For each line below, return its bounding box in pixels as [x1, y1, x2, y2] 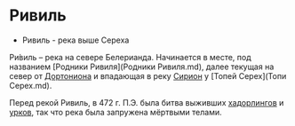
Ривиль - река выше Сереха [21, 35, 130, 45]
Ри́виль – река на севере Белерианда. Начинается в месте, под [9, 51, 251, 62]
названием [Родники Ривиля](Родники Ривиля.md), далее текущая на [9, 61, 275, 72]
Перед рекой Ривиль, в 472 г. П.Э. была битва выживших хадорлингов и [9, 97, 284, 107]
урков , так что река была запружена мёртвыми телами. [9, 106, 222, 117]
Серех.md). [9, 80, 52, 91]
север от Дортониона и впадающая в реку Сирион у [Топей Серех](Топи [9, 70, 287, 81]
